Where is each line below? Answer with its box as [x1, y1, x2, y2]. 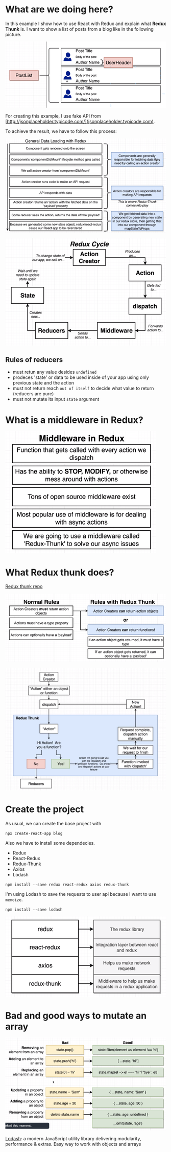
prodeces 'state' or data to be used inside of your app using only [12, 374, 149, 380]
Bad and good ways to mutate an [5, 1010, 147, 1021]
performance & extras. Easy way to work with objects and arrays [5, 1141, 141, 1147]
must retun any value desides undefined [12, 369, 97, 375]
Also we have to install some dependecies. [5, 840, 95, 846]
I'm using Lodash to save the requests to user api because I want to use [5, 891, 157, 897]
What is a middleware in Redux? [5, 414, 144, 425]
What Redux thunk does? [5, 567, 114, 578]
